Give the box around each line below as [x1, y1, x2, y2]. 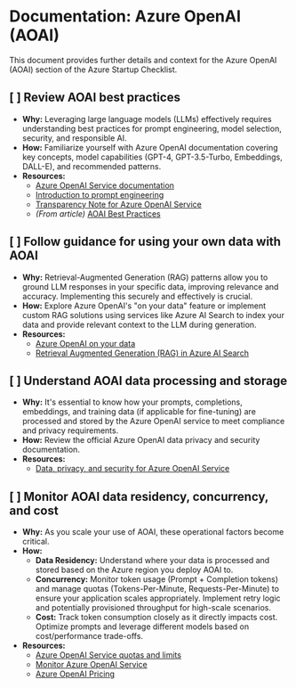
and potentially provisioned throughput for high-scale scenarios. [35, 602, 271, 613]
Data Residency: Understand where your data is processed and [35, 555, 270, 566]
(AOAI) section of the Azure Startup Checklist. [9, 64, 178, 75]
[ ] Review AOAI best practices [9, 90, 180, 105]
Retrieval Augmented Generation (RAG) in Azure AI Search [35, 348, 249, 358]
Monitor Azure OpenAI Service [35, 659, 148, 670]
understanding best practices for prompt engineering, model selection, [21, 123, 282, 134]
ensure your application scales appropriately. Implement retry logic [35, 593, 282, 603]
